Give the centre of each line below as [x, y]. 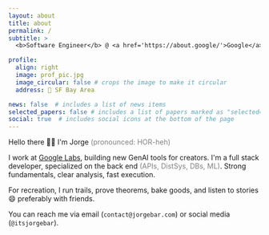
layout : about [32, 16]
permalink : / [30, 30]
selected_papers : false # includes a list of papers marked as [116, 112]
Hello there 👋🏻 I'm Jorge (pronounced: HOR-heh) [89, 142]
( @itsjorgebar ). [34, 223]
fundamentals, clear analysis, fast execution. [82, 175]
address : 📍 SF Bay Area [55, 90]
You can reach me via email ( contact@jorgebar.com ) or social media [119, 214]
